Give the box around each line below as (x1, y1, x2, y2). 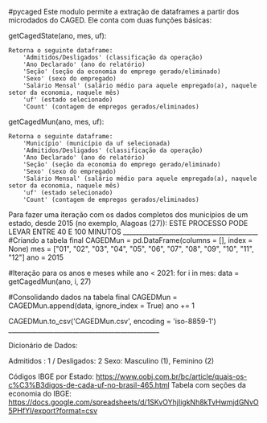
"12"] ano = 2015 (8, 253, 64, 262)
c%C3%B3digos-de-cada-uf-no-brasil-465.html (8, 380, 170, 389)
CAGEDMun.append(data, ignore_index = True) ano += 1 (8, 301, 195, 310)
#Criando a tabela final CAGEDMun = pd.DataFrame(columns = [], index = (8, 236, 253, 244)
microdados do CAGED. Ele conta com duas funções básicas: (8, 15, 212, 25)
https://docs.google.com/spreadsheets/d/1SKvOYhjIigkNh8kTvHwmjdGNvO (8, 397, 259, 407)
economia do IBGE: (8, 389, 72, 398)
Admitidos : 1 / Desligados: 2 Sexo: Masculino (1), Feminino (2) (8, 356, 215, 365)
